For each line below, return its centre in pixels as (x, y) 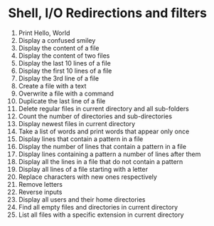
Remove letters (41, 184)
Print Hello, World (44, 33)
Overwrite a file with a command (66, 93)
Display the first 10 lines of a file (65, 71)
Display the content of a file (59, 48)
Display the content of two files (64, 56)
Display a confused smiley (57, 40)
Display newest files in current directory (77, 123)
